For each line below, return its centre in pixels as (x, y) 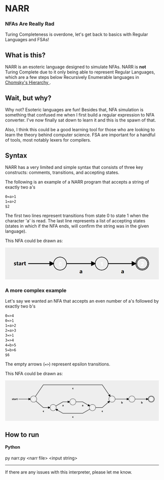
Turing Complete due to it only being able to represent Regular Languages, (80, 72)
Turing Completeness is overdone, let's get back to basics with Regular (77, 34)
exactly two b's (20, 306)
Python (13, 447)
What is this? (25, 55)
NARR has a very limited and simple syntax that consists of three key (74, 167)
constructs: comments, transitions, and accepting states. (62, 172)
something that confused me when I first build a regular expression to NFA (80, 115)
